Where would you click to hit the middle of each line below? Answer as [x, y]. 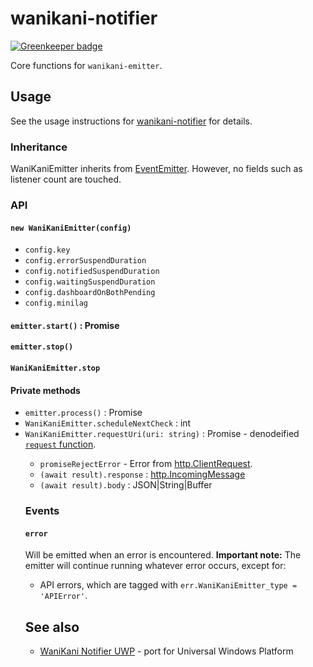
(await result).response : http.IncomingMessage [142, 474]
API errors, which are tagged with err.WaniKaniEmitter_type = [168, 585]
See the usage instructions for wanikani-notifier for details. [131, 121]
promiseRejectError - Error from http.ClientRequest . [146, 464]
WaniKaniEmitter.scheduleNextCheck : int [108, 423]
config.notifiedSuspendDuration [92, 272]
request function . [60, 444]
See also [52, 627]
